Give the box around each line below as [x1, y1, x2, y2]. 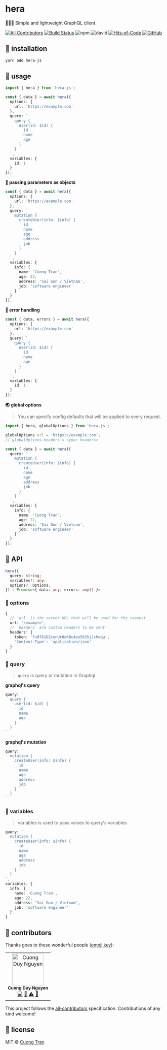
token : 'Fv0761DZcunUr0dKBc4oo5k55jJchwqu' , [14, 634, 110, 640]
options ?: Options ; [10, 583, 51, 588]
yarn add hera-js [5, 58, 42, 63]
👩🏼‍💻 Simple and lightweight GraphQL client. [5, 20, 97, 26]
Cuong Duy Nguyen [8, 985, 49, 991]
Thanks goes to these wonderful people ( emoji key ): [5, 942, 114, 948]
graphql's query [5, 682, 40, 688]
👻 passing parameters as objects [5, 179, 76, 185]
